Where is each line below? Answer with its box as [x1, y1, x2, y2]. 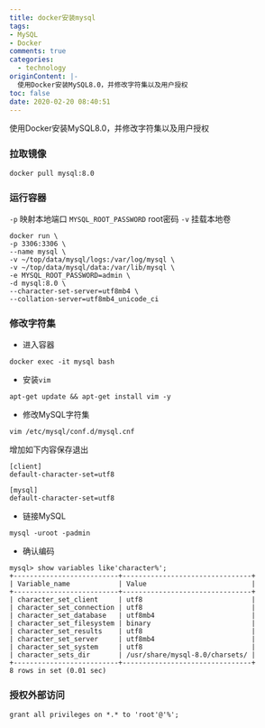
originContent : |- [9, 72, 78, 81]
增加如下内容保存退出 [9, 444, 88, 456]
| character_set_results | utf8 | [9, 627, 256, 636]
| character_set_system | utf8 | [9, 642, 256, 652]
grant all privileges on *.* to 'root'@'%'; [9, 710, 179, 719]
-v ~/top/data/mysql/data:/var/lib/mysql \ [9, 263, 176, 272]
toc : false [9, 88, 50, 97]
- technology [17, 64, 67, 73]
